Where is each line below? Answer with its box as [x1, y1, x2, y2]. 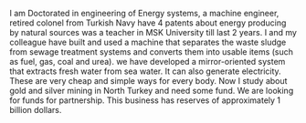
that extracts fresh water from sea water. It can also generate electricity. [9, 66, 281, 77]
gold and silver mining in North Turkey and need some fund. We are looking [9, 86, 294, 96]
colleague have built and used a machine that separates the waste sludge [9, 36, 287, 47]
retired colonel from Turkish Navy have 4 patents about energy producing [9, 17, 287, 28]
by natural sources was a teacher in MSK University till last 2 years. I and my [9, 27, 297, 37]
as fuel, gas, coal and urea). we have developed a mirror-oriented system [9, 56, 286, 67]
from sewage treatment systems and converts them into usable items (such [9, 46, 294, 57]
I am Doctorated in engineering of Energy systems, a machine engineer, [9, 8, 280, 18]
